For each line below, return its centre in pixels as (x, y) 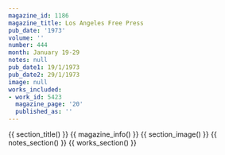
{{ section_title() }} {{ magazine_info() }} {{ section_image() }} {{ (112, 134)
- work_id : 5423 (35, 97)
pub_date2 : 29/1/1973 (44, 75)
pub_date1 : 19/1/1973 (44, 68)
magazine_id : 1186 (39, 15)
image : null (28, 82)
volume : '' (26, 38)
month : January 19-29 (44, 52)
